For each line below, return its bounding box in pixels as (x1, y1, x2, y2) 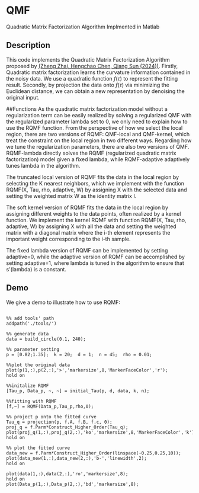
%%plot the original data (6, 362, 70, 368)
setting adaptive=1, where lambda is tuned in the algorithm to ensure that (6, 259, 185, 267)
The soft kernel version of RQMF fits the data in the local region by (6, 204, 169, 211)
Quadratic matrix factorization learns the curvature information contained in (6, 69, 191, 76)
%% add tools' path (6, 315, 54, 321)
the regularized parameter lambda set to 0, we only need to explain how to (6, 118, 188, 125)
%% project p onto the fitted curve (6, 414, 97, 420)
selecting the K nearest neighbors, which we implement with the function (6, 180, 185, 187)
